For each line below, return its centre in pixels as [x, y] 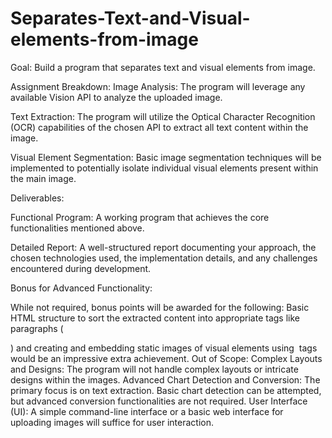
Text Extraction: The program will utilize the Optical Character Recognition [163, 116]
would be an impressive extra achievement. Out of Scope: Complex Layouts [166, 358]
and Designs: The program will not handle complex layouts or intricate [154, 369]
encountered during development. [81, 268]
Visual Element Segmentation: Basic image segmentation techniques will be [166, 157]
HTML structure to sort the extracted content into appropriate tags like [155, 318]
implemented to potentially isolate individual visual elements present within [164, 168]
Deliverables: [37, 198]
